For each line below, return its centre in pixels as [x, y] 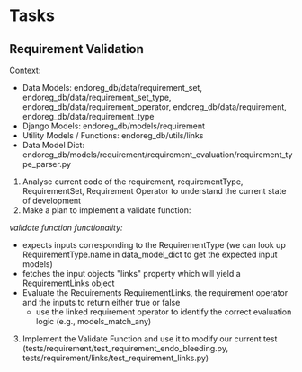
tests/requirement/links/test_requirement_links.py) [115, 358]
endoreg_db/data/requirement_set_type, [97, 97]
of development [52, 200]
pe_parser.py [47, 164]
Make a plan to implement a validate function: [107, 210]
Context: [25, 70]
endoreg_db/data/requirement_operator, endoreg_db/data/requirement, [155, 107]
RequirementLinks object [68, 283]
